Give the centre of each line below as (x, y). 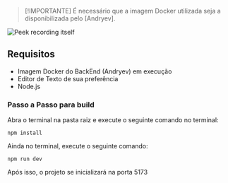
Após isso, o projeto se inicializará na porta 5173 (78, 172)
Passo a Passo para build (51, 105)
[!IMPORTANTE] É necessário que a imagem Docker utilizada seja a (122, 11)
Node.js (29, 86)
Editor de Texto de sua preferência (68, 78)
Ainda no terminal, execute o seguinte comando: (78, 146)
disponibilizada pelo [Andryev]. (70, 18)
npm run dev (25, 159)
